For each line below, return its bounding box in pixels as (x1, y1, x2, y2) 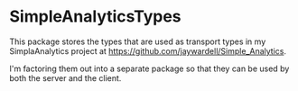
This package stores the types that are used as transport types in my (9, 36, 266, 47)
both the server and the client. (9, 72, 122, 83)
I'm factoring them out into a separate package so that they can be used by (9, 63, 290, 74)
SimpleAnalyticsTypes (9, 6, 182, 27)
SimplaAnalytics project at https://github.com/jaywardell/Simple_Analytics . (9, 45, 287, 56)
